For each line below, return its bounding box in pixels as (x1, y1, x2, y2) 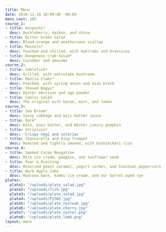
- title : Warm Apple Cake (5, 169, 59, 174)
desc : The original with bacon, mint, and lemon (9, 100, 112, 105)
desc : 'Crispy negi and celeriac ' (9, 132, 83, 137)
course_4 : (5, 146, 26, 151)
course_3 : (5, 104, 26, 109)
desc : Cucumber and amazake (9, 58, 68, 63)
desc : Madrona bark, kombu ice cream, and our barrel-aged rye (9, 173, 143, 178)
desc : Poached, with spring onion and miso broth (9, 81, 114, 86)
